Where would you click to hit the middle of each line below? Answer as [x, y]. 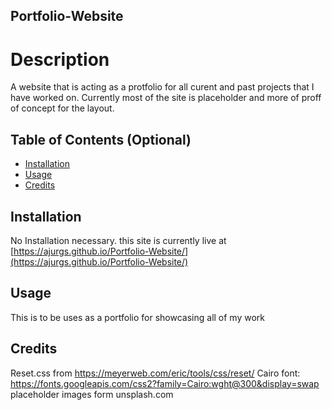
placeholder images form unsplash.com [92, 394]
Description [60, 59]
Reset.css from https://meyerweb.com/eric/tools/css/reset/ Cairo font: [155, 373]
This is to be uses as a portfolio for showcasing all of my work [138, 317]
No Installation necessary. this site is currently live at [118, 240]
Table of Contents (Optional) [101, 139]
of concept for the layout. [62, 108]
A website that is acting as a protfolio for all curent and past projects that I [162, 87]
